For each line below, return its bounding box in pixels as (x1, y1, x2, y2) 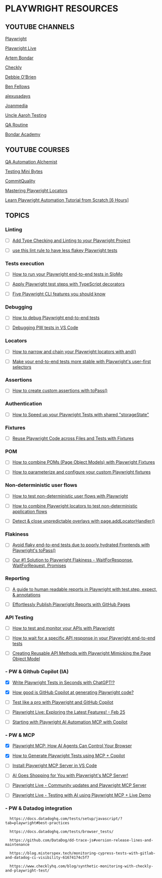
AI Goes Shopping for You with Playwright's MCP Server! (12, 772, 128, 778)
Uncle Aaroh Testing (5, 112, 47, 118)
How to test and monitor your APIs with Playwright (12, 625, 115, 631)
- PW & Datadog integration (5, 805, 73, 812)
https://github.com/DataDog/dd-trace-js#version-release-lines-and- (9, 838, 154, 842)
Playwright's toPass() (12, 548, 56, 554)
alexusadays (5, 93, 31, 99)
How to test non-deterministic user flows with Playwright (12, 493, 128, 499)
